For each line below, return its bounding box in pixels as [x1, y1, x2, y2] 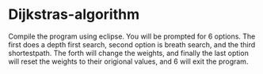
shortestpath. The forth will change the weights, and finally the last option [8, 48, 250, 57]
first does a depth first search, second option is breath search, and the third [8, 39, 256, 49]
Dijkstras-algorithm [8, 6, 140, 24]
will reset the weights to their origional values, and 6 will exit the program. [8, 57, 249, 66]
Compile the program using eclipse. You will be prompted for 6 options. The [8, 31, 256, 41]
